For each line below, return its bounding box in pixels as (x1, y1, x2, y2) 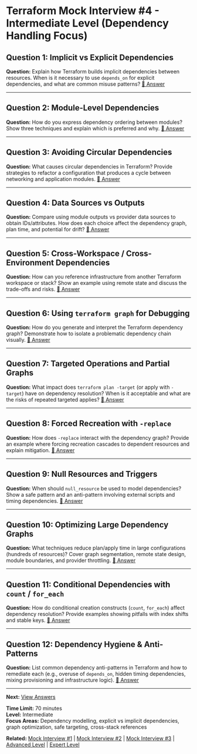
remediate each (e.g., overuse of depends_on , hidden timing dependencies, (6, 670, 186, 677)
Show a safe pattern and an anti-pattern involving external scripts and (6, 491, 175, 498)
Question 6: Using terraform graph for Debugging (6, 308, 190, 318)
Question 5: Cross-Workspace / (6, 248, 125, 258)
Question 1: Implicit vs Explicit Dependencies (6, 52, 174, 62)
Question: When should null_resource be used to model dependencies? (6, 484, 182, 492)
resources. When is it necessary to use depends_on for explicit (6, 75, 155, 81)
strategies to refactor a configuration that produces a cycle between (6, 169, 171, 176)
